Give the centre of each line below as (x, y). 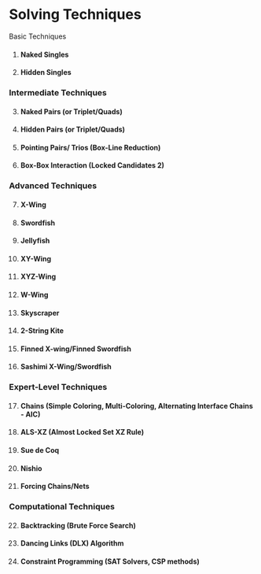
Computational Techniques (62, 507)
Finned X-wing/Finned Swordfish (76, 349)
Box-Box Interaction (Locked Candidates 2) (92, 165)
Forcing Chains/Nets (55, 487)
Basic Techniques (38, 36)
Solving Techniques (75, 15)
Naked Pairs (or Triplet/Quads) (71, 111)
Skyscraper (40, 313)
